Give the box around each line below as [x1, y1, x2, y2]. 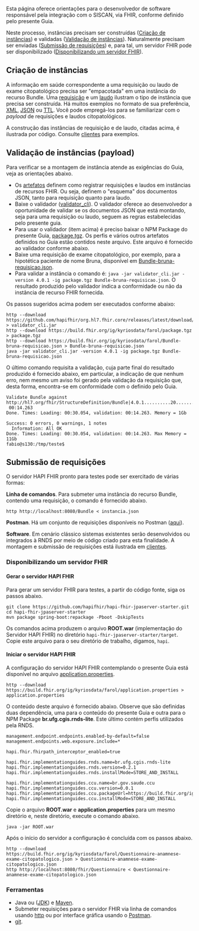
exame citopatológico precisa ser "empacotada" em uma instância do [6, 87, 176, 95]
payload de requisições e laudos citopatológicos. [6, 112, 126, 119]
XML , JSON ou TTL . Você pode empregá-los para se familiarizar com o [6, 106, 180, 114]
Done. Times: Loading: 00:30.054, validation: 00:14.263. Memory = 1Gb [6, 410, 187, 416]
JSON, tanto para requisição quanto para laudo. [14, 194, 131, 201]
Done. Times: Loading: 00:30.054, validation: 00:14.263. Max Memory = [6, 430, 187, 436]
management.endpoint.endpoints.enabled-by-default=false [6, 733, 150, 739]
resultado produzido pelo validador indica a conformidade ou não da [14, 282, 182, 290]
